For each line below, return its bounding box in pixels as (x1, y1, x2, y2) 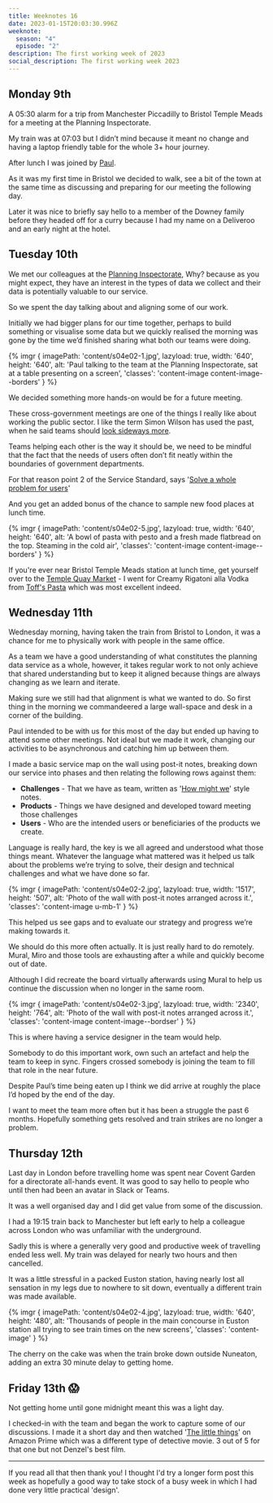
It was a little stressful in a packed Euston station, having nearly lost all (8, 1274, 245, 1284)
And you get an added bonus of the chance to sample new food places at (8, 499, 254, 508)
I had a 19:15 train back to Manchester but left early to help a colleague (8, 1217, 245, 1226)
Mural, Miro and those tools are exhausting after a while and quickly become (8, 951, 265, 961)
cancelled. (8, 1258, 43, 1269)
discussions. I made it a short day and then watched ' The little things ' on (8, 1427, 252, 1436)
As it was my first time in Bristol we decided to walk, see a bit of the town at (8, 173, 262, 183)
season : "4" (15, 34, 57, 43)
